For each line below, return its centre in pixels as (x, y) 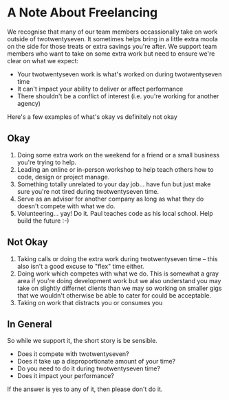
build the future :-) (43, 221)
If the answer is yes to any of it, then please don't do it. (85, 389)
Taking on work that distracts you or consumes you (90, 302)
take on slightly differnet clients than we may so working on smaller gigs (119, 288)
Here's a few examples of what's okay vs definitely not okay (92, 116)
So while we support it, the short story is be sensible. (83, 341)
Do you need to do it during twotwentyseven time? (88, 368)
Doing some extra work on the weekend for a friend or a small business (118, 155)
